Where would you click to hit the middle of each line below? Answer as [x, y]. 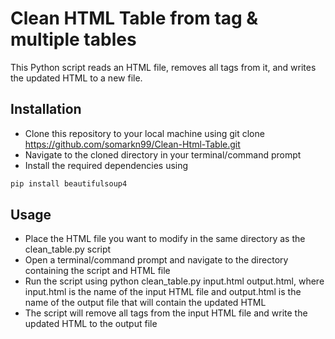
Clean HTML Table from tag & [134, 18]
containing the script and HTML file [97, 271]
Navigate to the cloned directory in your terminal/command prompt [163, 154]
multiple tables [73, 39]
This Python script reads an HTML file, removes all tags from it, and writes [163, 67]
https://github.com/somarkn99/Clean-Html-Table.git [132, 144]
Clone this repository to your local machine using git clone [144, 133]
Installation [46, 109]
